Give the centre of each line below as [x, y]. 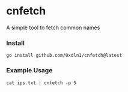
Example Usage [29, 70]
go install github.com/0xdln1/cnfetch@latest [64, 56]
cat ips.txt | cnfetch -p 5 [41, 83]
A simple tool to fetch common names [53, 27]
